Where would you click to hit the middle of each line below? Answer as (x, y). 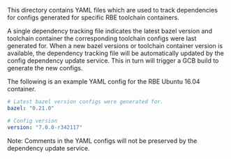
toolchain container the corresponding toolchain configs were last (102, 38)
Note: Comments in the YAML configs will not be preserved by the (102, 141)
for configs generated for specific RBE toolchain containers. (93, 17)
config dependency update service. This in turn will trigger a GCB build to (113, 61)
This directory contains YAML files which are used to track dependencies (113, 10)
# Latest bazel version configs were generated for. (85, 102)
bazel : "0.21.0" (31, 108)
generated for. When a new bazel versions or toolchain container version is (115, 46)
